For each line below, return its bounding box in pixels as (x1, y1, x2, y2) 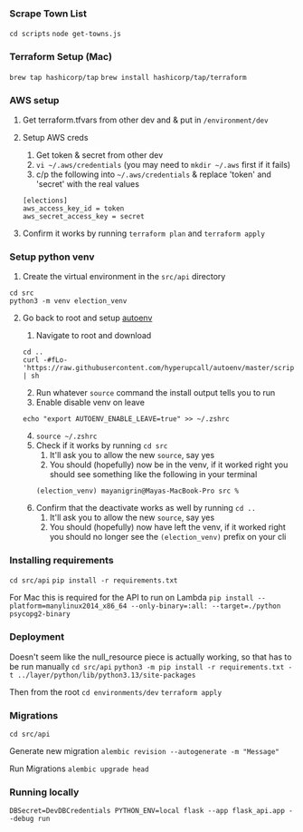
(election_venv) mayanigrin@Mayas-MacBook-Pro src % (35, 486, 240, 496)
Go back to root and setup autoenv (22, 312, 153, 324)
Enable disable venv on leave (35, 397, 145, 408)
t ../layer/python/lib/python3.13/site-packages (9, 670, 196, 680)
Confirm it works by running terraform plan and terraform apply (22, 228, 265, 239)
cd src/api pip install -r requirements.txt (9, 576, 178, 585)
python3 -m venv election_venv (9, 297, 128, 306)
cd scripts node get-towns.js (9, 30, 122, 39)
